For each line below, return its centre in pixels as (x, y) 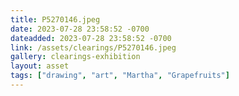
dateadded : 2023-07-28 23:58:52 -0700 (91, 38)
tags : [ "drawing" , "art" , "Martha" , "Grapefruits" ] (120, 76)
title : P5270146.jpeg (55, 19)
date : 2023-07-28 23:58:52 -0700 (80, 29)
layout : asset (40, 66)
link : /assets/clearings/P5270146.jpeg (93, 47)
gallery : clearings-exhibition (75, 57)
